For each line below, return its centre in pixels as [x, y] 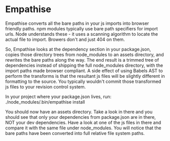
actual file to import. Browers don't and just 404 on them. [65, 39]
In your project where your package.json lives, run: [58, 97]
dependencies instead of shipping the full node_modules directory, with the [84, 65]
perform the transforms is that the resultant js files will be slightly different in [85, 76]
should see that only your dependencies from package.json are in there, [81, 117]
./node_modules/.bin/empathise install [45, 102]
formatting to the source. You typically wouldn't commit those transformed [83, 81]
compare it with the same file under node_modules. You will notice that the [83, 128]
